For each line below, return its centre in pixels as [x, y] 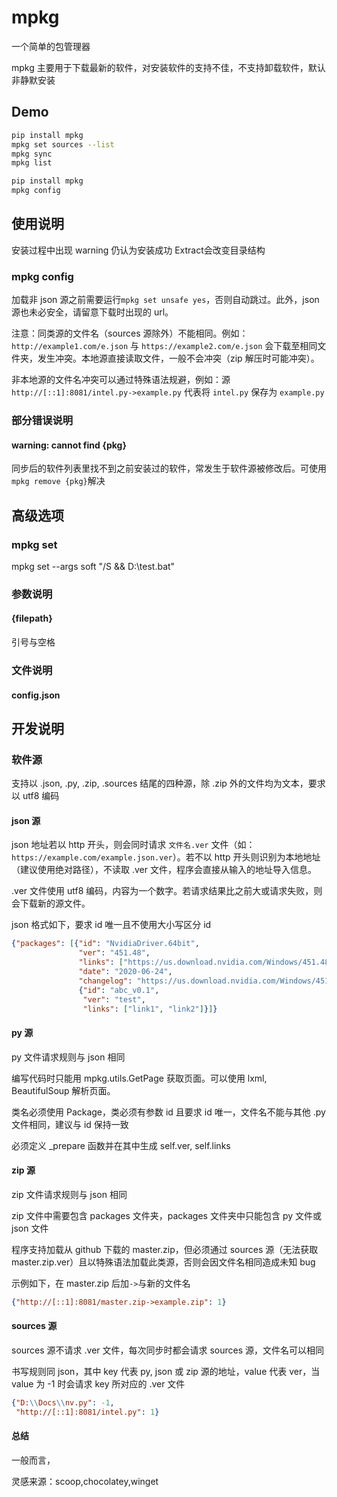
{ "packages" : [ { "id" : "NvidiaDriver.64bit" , [105, 944]
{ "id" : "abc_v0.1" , [119, 990]
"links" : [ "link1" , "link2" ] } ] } [150, 1009]
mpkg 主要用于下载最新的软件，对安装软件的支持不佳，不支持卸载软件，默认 [168, 67]
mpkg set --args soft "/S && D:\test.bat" [93, 566]
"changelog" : [105, 981]
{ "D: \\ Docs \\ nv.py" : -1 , [63, 1402]
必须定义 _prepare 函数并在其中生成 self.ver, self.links [121, 1145]
